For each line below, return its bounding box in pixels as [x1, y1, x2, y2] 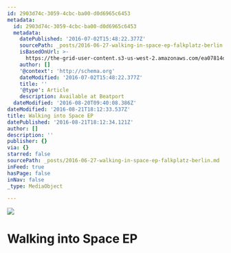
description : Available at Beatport [19, 93, 125, 100]
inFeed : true [7, 163, 45, 170]
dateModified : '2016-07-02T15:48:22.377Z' [19, 74, 143, 81]
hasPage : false [7, 170, 51, 177]
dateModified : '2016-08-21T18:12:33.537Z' [7, 106, 131, 113]
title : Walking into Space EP [7, 112, 94, 119]
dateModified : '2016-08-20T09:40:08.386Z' [13, 100, 137, 107]
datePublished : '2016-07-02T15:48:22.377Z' [19, 36, 146, 43]
